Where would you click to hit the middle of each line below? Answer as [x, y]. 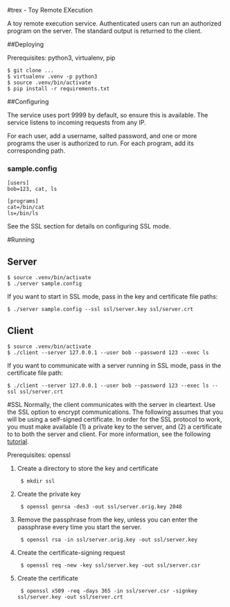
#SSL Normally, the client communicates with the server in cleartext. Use [112, 404]
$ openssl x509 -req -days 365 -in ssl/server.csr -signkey [109, 591]
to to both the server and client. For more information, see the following [109, 434]
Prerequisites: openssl [39, 455]
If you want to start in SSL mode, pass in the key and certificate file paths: [113, 297]
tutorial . [18, 441]
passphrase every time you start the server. [79, 526]
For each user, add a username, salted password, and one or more [102, 136]
